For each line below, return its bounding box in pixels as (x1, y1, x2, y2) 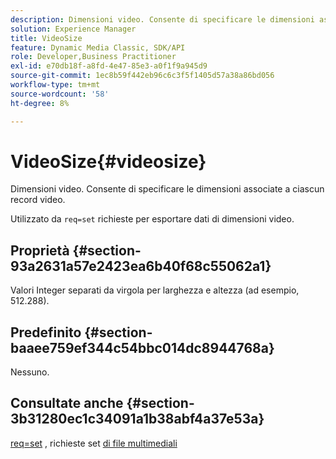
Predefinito (10, 324, 82, 341)
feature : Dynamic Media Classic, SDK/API (10, 42, 186, 53)
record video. (10, 194, 66, 206)
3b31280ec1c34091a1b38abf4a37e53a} (10, 411, 265, 428)
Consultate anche (10, 395, 124, 412)
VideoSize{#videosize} (10, 150, 207, 173)
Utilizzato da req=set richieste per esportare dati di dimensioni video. (10, 213, 295, 225)
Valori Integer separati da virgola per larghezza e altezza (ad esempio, (10, 284, 300, 296)
